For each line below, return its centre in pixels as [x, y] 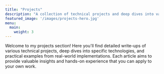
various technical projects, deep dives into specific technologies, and [75, 51]
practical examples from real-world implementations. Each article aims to [79, 56]
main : [15, 28]
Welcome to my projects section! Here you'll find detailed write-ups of [76, 46]
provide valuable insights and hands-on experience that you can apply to [79, 61]
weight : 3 [24, 32]
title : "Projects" [24, 9]
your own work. [21, 66]
